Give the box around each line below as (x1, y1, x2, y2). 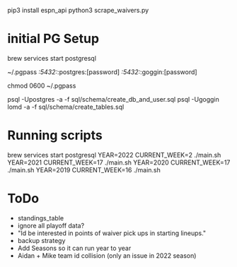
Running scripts (7, 127, 103, 143)
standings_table (17, 213, 64, 222)
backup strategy (17, 236, 66, 244)
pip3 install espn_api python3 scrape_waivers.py (7, 6, 149, 14)
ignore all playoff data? (17, 221, 85, 230)
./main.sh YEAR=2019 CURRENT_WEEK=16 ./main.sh (7, 165, 161, 174)
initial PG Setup (7, 31, 100, 47)
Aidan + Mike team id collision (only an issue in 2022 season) (17, 251, 197, 260)
